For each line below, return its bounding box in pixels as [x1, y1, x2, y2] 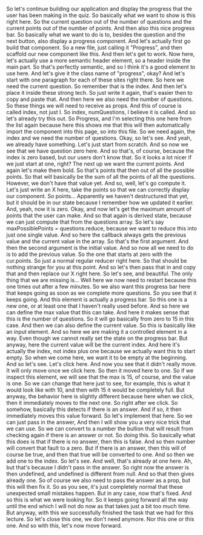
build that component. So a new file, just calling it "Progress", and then [6, 44, 183, 51]
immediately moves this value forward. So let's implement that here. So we [6, 412, 193, 419]
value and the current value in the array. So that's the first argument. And [6, 238, 189, 245]
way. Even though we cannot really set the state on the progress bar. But [6, 334, 188, 342]
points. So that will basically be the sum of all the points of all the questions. [6, 173, 196, 180]
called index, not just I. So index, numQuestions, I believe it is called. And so [6, 109, 196, 116]
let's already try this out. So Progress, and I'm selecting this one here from [6, 115, 192, 122]
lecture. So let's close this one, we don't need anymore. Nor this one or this [6, 516, 195, 522]
